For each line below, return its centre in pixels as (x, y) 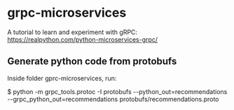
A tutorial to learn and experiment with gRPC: (73, 32)
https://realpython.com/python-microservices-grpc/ (83, 39)
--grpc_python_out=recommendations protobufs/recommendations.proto (113, 99)
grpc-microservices (67, 13)
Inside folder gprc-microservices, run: (62, 78)
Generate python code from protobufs (92, 62)
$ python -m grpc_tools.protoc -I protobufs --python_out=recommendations (117, 91)
